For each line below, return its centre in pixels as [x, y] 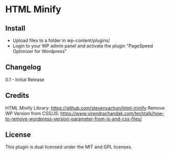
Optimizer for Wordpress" [40, 51]
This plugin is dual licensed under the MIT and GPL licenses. [69, 147]
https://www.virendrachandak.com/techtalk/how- [112, 113]
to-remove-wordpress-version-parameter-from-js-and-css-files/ [74, 119]
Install [15, 28]
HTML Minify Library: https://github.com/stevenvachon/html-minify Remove [85, 108]
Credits [17, 96]
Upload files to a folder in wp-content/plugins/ [61, 40]
